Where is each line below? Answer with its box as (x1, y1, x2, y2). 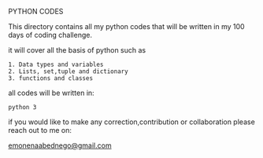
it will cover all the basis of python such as (8, 46, 146, 54)
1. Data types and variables (8, 61, 104, 68)
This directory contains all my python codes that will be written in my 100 (8, 22, 246, 31)
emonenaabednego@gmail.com (8, 141, 112, 150)
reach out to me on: (8, 126, 72, 134)
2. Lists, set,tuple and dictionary (8, 68, 128, 75)
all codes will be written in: (8, 88, 94, 97)
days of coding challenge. (8, 31, 93, 39)
